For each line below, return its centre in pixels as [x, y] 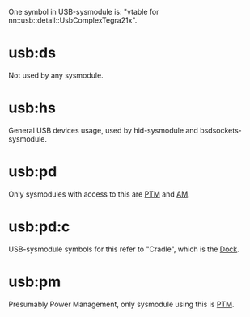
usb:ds [32, 53]
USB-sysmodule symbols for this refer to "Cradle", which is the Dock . [124, 249]
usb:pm [35, 281]
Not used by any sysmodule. [56, 75]
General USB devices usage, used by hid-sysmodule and [103, 130]
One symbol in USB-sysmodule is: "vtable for [84, 12]
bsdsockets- [220, 130]
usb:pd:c [39, 226]
